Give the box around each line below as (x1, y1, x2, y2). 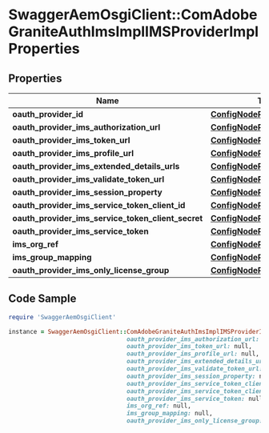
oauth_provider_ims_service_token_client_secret (12, 213, 203, 223)
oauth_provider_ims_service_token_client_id (12, 200, 186, 210)
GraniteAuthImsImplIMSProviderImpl (8, 22, 259, 41)
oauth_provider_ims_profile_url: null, (126, 350, 260, 358)
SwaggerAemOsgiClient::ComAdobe (8, 6, 258, 24)
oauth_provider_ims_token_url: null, (126, 343, 252, 351)
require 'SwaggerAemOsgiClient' (8, 313, 116, 321)
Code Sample (8, 292, 77, 306)
